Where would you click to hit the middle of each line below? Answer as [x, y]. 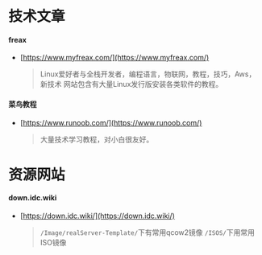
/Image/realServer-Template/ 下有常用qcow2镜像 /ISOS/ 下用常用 [148, 232]
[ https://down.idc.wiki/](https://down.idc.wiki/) [98, 216]
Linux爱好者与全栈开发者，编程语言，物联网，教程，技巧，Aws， [148, 74]
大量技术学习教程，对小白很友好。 [97, 139]
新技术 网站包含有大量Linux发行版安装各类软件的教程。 [131, 84]
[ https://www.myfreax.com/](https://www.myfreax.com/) [114, 58]
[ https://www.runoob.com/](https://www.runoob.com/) [111, 122]
